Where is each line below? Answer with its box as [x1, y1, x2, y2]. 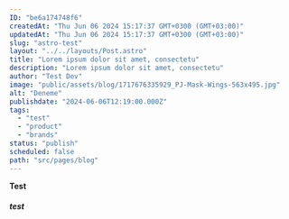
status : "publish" [9, 139, 79, 148]
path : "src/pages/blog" [9, 155, 99, 165]
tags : [9, 105, 30, 114]
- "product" [17, 123, 63, 132]
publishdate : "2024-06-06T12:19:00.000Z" [9, 96, 168, 106]
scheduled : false [9, 147, 75, 156]
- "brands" [17, 131, 59, 140]
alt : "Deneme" [9, 88, 63, 97]
